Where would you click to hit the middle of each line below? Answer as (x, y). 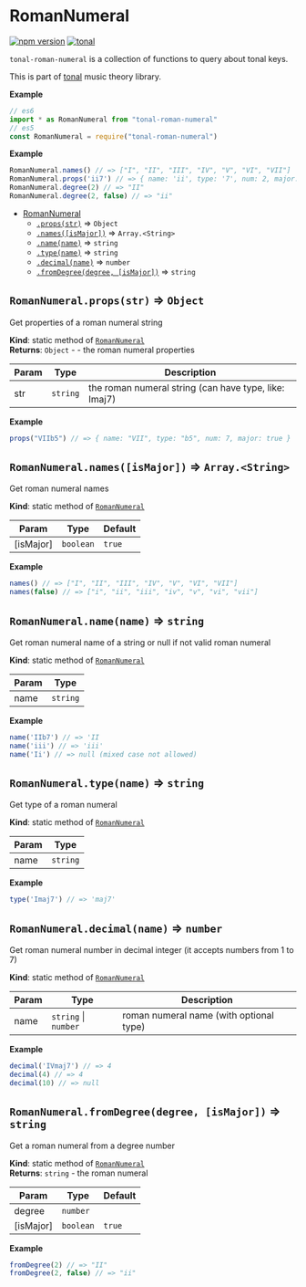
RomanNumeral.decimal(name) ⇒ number (116, 928)
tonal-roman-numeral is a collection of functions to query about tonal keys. (149, 58)
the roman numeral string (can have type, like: (186, 387)
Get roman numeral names (59, 488)
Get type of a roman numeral (64, 805)
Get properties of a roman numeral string (86, 322)
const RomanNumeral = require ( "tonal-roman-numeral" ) (114, 136)
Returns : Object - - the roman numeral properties (102, 350)
